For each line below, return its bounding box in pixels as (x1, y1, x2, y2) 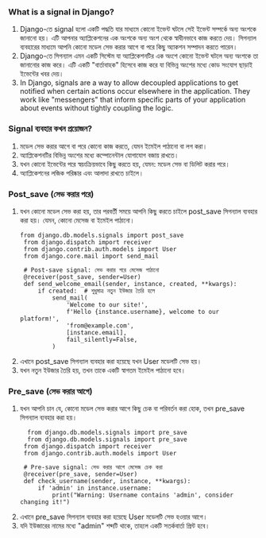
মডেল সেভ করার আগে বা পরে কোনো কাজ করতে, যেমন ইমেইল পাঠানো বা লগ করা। (19, 141, 208, 151)
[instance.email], (66, 328, 127, 336)
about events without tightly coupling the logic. (19, 103, 174, 113)
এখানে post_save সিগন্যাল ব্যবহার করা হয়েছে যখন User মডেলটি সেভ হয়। (19, 356, 202, 366)
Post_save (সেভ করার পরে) (8, 188, 94, 199)
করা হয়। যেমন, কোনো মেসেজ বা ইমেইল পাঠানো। (19, 215, 135, 225)
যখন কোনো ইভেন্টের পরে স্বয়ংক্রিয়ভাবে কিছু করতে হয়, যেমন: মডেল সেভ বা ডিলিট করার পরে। (19, 159, 230, 168)
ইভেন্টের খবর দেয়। (19, 69, 64, 79)
